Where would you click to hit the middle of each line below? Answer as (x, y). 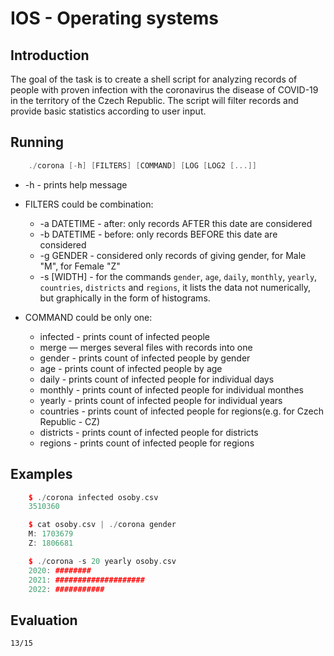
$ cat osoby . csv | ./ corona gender (102, 525)
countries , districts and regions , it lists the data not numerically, (175, 287)
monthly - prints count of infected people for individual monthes (171, 389)
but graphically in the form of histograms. (125, 298)
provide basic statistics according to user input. (108, 111)
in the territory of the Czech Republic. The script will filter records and (154, 100)
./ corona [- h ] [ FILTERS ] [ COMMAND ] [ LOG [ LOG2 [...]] (142, 165)
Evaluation (44, 620)
